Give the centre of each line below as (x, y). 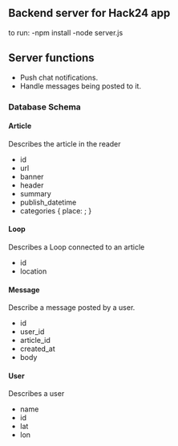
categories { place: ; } (56, 211)
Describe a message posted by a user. (72, 308)
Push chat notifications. (59, 77)
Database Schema (45, 106)
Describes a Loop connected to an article (77, 247)
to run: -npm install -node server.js (66, 32)
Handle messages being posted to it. (81, 86)
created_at (37, 349)
